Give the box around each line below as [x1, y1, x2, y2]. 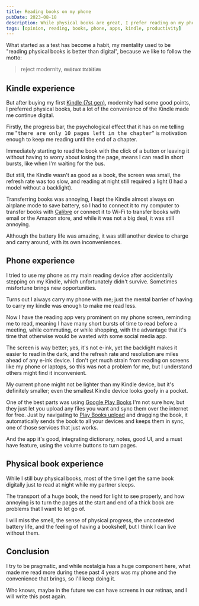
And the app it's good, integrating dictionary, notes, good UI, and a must [6, 435, 182, 443]
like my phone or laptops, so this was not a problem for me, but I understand [6, 363, 192, 370]
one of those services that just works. [6, 424, 98, 431]
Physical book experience [6, 459, 104, 469]
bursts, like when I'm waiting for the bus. [6, 160, 105, 167]
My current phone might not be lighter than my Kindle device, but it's [6, 381, 175, 388]
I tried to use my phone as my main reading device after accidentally [6, 272, 174, 279]
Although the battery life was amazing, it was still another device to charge [6, 232, 188, 239]
